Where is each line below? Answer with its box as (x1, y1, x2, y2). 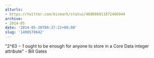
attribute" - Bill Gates (5, 48, 47, 54)
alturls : (5, 7, 23, 12)
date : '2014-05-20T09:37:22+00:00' (5, 25, 77, 30)
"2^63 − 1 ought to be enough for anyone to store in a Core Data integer (5, 43, 149, 49)
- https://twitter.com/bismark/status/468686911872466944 (5, 12, 125, 17)
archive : (5, 16, 23, 21)
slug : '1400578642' (5, 30, 45, 35)
